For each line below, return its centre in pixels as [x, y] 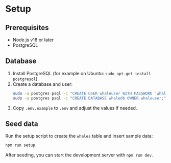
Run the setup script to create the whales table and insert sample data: [79, 136]
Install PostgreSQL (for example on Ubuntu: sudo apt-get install [82, 73]
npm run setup [20, 145]
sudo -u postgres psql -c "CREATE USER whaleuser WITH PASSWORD [82, 93]
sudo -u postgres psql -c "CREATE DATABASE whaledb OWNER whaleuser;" [89, 98]
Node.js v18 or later [33, 40]
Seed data [22, 124]
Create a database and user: [43, 84]
